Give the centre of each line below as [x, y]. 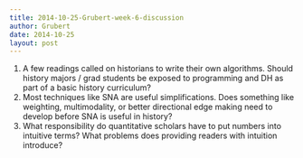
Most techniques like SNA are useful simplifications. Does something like [158, 98]
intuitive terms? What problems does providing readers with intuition [150, 135]
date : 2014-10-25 [42, 34]
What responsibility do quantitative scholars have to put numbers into [152, 126]
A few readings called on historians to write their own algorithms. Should [158, 69]
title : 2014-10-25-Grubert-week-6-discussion [96, 18]
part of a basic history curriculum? [87, 88]
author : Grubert [40, 26]
